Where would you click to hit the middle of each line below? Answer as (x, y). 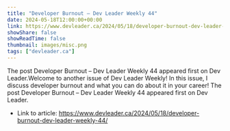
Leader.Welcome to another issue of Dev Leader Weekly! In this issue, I (107, 78)
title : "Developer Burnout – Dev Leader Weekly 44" (82, 13)
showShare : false (32, 32)
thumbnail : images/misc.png (47, 45)
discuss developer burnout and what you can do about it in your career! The (114, 85)
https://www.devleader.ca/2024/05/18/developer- (129, 113)
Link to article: (37, 113)
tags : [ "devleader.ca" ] (41, 52)
